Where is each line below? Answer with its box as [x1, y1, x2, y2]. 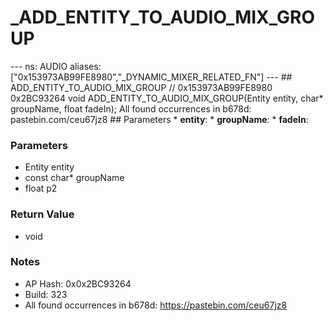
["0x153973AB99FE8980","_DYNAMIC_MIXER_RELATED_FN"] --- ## [10, 71, 293, 83]
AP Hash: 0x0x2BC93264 [24, 277, 132, 290]
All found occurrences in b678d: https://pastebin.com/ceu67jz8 [24, 299, 288, 311]
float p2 [24, 182, 58, 195]
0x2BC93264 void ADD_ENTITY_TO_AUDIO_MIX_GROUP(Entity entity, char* [10, 92, 324, 104]
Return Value [10, 207, 75, 221]
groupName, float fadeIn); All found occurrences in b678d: [10, 102, 252, 115]
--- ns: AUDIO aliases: [10, 60, 102, 72]
